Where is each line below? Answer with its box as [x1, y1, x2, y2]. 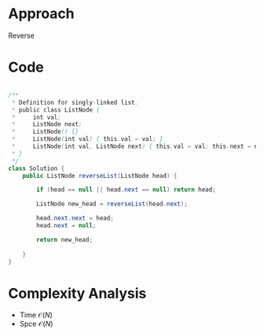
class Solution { [8, 164, 65, 172]
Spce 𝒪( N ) [19, 319, 53, 329]
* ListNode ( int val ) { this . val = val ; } [11, 135, 163, 143]
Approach [8, 5, 75, 23]
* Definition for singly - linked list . [11, 98, 139, 106]
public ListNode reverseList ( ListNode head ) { [22, 172, 178, 179]
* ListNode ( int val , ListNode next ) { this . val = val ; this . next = [11, 142, 251, 150]
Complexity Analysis [8, 284, 147, 302]
